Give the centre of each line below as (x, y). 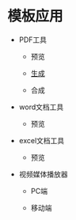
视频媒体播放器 (43, 174)
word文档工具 (41, 107)
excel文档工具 (42, 140)
